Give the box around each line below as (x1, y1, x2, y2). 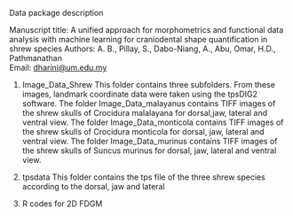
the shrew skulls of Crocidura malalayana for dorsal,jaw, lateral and (21, 108, 268, 118)
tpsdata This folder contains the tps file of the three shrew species (21, 172, 266, 182)
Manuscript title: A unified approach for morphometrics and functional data (9, 25, 284, 35)
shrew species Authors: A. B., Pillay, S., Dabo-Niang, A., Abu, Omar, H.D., (9, 43, 276, 54)
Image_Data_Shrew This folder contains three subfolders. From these (21, 80, 275, 89)
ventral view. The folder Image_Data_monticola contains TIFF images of (21, 117, 284, 127)
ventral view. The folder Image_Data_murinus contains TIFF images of (21, 136, 278, 146)
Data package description (9, 8, 104, 18)
